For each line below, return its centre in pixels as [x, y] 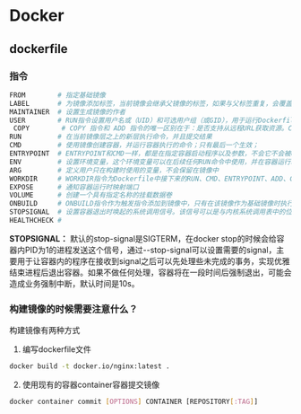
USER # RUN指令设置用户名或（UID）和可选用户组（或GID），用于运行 [134, 120]
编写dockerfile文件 [56, 349]
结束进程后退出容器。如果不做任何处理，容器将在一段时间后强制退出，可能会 [150, 272]
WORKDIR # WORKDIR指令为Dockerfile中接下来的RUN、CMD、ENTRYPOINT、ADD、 [150, 179]
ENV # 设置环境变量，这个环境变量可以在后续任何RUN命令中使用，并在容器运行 [150, 162]
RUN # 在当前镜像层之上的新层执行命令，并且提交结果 [111, 137]
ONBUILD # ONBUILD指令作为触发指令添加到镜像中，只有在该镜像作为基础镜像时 [145, 204]
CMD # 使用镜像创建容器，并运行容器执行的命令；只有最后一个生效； [134, 145]
